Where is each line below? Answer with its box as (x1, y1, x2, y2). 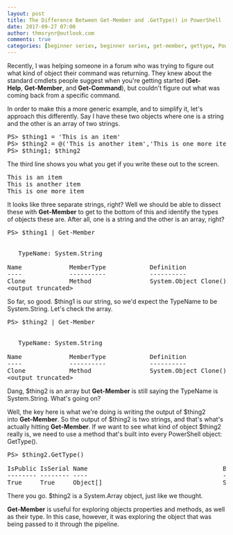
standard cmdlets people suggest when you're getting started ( (7, 77, 188, 84)
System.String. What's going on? (7, 394, 101, 402)
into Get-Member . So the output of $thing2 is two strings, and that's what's (7, 415, 223, 423)
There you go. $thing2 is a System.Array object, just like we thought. (7, 492, 203, 500)
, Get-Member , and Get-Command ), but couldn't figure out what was (20, 84, 221, 92)
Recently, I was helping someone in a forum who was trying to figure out (7, 62, 214, 70)
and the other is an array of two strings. (7, 120, 120, 127)
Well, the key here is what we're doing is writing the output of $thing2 (7, 408, 206, 416)
